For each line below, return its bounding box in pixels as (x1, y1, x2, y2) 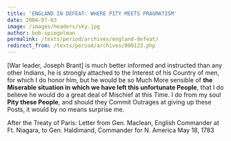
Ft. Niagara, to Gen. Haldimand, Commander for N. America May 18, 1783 (7, 126, 215, 134)
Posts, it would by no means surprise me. (7, 105, 125, 113)
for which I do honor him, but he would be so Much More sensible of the (7, 76, 213, 84)
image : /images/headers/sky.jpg (7, 23, 100, 30)
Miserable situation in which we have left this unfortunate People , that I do (7, 84, 224, 91)
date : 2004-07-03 (7, 17, 57, 23)
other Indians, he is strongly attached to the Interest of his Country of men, (7, 68, 219, 77)
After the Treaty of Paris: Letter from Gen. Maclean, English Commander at (7, 119, 219, 126)
